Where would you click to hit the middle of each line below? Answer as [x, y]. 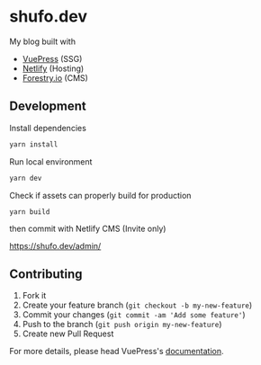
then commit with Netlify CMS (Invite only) [88, 228]
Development [48, 107]
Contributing [46, 274]
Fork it [34, 296]
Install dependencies [48, 128]
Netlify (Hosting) [53, 68]
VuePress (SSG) [52, 58]
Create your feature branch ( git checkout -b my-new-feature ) [137, 305]
